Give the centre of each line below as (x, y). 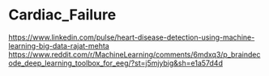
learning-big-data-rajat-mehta (59, 45)
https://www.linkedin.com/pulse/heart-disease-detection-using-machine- (132, 37)
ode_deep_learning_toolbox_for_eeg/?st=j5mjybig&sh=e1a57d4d (115, 63)
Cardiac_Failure (62, 15)
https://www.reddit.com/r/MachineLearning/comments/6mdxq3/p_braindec (134, 54)
